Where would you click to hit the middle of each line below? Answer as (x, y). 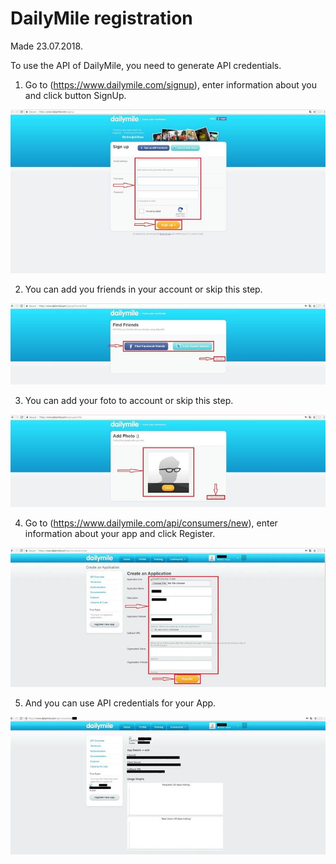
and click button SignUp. (75, 95)
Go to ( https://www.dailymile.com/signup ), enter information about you (171, 84)
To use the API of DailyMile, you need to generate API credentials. (146, 65)
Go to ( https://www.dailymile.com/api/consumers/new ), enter (151, 523)
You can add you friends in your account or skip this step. (143, 289)
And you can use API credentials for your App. (120, 703)
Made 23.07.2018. (46, 46)
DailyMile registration (101, 18)
